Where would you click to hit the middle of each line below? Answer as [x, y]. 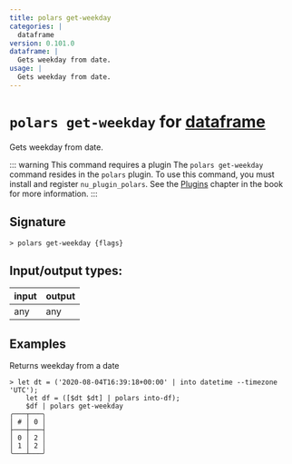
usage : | [26, 69]
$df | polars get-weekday [75, 406]
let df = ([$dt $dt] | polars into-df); [103, 399]
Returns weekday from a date [64, 366]
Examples [38, 344]
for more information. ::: [54, 193]
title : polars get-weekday [60, 18]
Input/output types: [66, 270]
